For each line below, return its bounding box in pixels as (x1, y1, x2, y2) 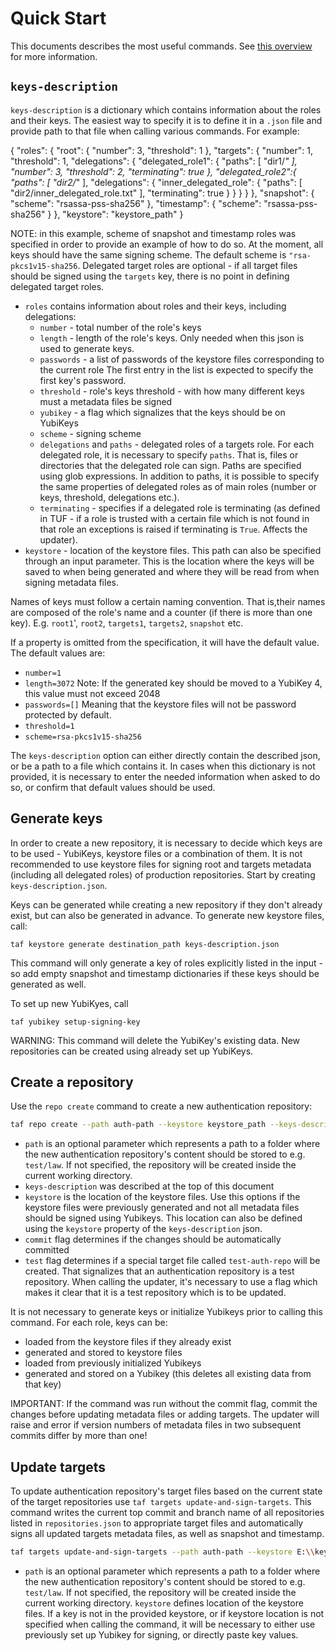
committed (24, 1244, 70, 1256)
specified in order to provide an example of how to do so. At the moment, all (10, 238, 324, 250)
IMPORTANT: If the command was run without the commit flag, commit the (10, 1398, 318, 1410)
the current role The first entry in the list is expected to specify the (39, 363, 314, 376)
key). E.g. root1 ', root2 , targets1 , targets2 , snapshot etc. (10, 617, 244, 629)
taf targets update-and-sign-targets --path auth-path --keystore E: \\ (10, 1547, 315, 1557)
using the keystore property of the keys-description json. (24, 1223, 263, 1235)
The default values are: (10, 647, 106, 659)
